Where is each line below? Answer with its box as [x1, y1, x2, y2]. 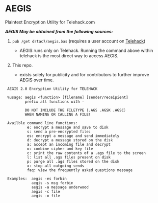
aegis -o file [31, 193, 60, 198]
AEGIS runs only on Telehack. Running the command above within [19, 47, 154, 53]
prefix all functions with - [25, 99, 84, 104]
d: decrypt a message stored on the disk [26, 137, 113, 142]
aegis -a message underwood [31, 184, 89, 190]
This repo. [12, 62, 33, 68]
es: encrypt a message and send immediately [26, 133, 120, 138]
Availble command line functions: [7, 120, 78, 125]
